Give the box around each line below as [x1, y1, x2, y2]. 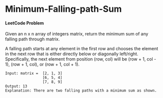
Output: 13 [5, 84, 27, 89]
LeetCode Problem [5, 20, 44, 26]
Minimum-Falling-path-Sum [5, 3, 122, 15]
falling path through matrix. [5, 36, 60, 42]
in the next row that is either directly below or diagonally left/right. [5, 51, 138, 57]
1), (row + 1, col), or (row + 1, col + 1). [5, 62, 80, 67]
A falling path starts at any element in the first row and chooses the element [5, 46, 159, 52]
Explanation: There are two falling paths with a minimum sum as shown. [5, 88, 157, 93]
